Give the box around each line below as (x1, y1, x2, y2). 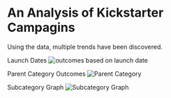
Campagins (7, 19, 75, 35)
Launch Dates (7, 56, 47, 64)
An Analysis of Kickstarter (7, 5, 164, 21)
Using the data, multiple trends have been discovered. (7, 42, 163, 51)
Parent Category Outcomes (7, 70, 86, 78)
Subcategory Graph (7, 83, 64, 91)
